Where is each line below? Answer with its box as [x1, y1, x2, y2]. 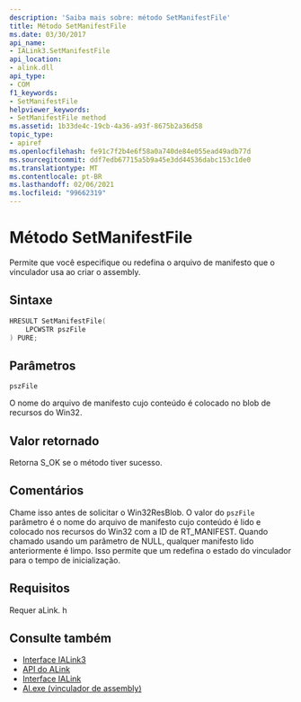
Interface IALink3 [22, 654, 87, 665]
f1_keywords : [9, 88, 58, 97]
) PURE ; [9, 333, 39, 342]
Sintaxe [9, 293, 53, 308]
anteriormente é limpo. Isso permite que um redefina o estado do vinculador [9, 545, 292, 555]
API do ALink [22, 664, 70, 675]
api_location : [9, 55, 63, 64]
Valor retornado [9, 433, 100, 449]
